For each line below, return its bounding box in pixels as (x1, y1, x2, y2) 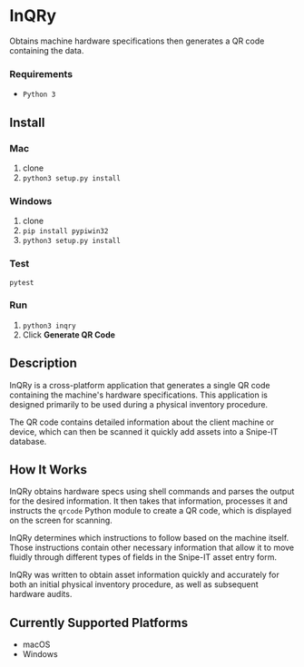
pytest (9, 278, 34, 287)
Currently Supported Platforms (9, 614, 189, 631)
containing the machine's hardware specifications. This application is (9, 389, 268, 400)
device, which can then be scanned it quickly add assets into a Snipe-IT (9, 426, 279, 436)
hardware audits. (9, 589, 73, 600)
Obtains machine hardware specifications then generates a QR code (9, 35, 265, 46)
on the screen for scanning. (9, 515, 113, 526)
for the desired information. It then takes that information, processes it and (9, 495, 289, 506)
